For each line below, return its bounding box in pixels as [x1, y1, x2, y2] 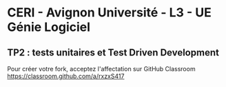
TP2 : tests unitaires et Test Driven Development [7, 47, 219, 58]
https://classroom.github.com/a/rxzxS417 [7, 72, 125, 80]
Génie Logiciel [7, 19, 91, 35]
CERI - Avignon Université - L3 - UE [7, 5, 212, 21]
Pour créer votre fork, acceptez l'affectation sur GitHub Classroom [7, 65, 196, 73]
